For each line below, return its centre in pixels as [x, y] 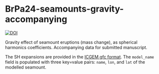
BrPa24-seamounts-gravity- [64, 9]
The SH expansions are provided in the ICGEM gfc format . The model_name [79, 56]
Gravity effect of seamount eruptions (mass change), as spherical [71, 42]
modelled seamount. [26, 67]
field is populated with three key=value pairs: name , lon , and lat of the [75, 62]
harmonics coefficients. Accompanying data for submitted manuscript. [76, 47]
